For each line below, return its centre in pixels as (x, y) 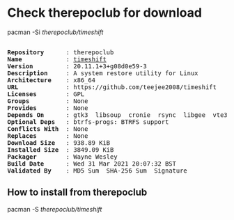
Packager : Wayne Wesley (62, 157)
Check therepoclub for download (104, 13)
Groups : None (48, 101)
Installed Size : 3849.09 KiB (61, 150)
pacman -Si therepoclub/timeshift (55, 32)
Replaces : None (48, 136)
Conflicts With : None (48, 129)
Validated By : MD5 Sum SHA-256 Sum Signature (97, 171)
